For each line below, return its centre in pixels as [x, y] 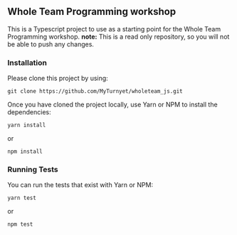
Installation [27, 62]
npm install [25, 152]
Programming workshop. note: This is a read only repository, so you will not [118, 36]
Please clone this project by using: [58, 79]
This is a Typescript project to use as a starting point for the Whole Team [114, 29]
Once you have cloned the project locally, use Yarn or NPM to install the [113, 105]
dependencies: [29, 112]
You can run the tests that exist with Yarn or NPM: [80, 185]
